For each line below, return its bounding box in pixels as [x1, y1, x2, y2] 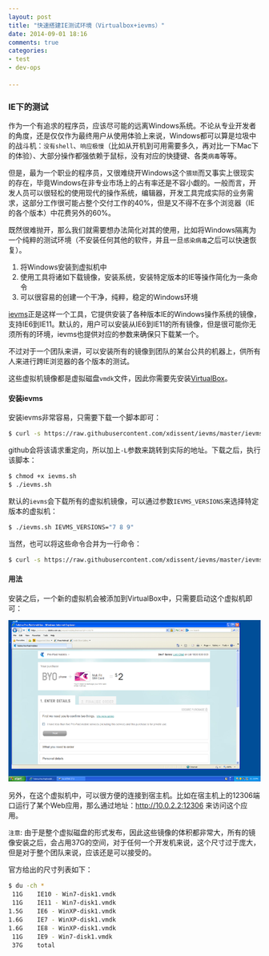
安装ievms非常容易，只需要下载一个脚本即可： [8, 413, 162, 423]
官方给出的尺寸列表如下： [8, 865, 93, 874]
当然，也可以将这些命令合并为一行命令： [8, 538, 142, 549]
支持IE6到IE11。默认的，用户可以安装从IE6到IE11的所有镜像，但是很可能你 [8, 319, 250, 329]
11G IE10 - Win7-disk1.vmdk [11, 890, 116, 898]
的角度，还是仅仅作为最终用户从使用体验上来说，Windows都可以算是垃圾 [8, 131, 250, 140]
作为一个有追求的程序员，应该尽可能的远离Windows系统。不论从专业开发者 [8, 121, 257, 131]
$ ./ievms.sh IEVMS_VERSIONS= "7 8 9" [8, 523, 134, 531]
